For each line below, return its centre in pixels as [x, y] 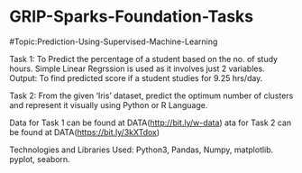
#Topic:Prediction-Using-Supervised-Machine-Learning [114, 41]
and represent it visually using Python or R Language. [109, 105]
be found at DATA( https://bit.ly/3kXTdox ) [85, 132]
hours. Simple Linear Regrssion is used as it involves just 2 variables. [137, 68]
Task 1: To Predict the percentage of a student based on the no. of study [143, 59]
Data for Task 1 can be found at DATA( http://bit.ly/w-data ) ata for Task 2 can [150, 123]
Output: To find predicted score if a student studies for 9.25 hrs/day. [136, 77]
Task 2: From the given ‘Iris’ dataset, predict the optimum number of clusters [151, 96]
